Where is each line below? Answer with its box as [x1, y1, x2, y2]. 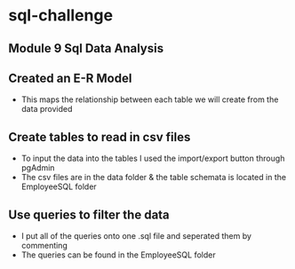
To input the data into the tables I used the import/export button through [20, 153, 285, 164]
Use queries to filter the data [8, 207, 170, 222]
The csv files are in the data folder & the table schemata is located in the [20, 172, 286, 183]
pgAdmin [20, 162, 55, 173]
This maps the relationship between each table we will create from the [20, 94, 279, 105]
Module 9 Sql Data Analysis [8, 41, 164, 56]
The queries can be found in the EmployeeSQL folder [20, 249, 216, 260]
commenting [20, 241, 68, 251]
